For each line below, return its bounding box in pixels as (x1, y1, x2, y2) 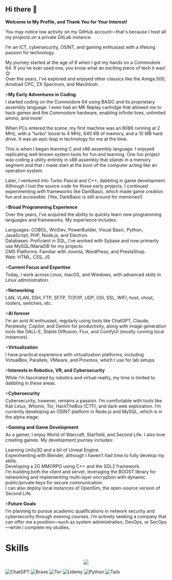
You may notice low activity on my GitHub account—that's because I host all (5, 29, 166, 35)
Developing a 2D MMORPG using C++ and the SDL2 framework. (5, 463, 141, 469)
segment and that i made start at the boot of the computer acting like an (5, 162, 157, 168)
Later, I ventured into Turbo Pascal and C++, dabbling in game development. (5, 177, 166, 183)
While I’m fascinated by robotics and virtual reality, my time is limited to (5, 374, 155, 380)
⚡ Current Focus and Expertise (5, 264, 71, 270)
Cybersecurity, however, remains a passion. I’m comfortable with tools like (5, 397, 162, 403)
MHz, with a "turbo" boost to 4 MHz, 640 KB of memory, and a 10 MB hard (5, 130, 163, 136)
